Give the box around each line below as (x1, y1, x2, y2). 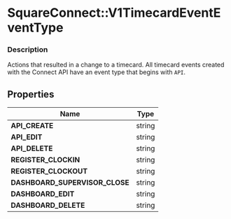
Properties (7, 88, 55, 100)
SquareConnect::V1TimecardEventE (7, 5, 221, 21)
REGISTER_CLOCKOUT (10, 167, 88, 176)
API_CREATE (10, 121, 54, 131)
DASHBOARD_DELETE (10, 201, 85, 211)
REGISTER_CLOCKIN (10, 155, 80, 165)
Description (7, 45, 48, 55)
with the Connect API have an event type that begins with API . (7, 68, 185, 76)
